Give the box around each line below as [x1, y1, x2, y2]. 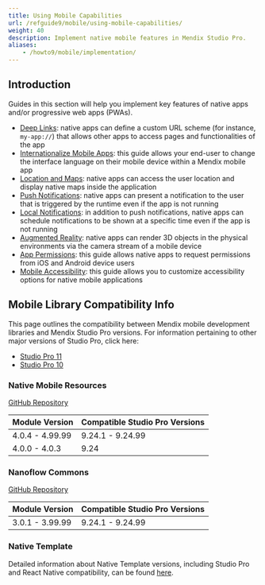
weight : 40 [8, 26, 44, 34]
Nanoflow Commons [8, 467, 90, 478]
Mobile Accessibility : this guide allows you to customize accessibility [19, 266, 245, 276]
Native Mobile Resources [8, 379, 107, 390]
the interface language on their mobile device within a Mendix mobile [19, 157, 246, 166]
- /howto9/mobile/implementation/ [22, 48, 136, 56]
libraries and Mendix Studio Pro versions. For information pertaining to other [8, 327, 257, 337]
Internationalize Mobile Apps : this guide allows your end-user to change [19, 148, 255, 157]
